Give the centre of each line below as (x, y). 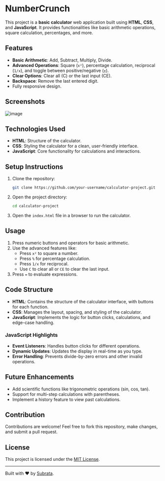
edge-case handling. (33, 322)
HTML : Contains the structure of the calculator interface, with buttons (83, 301)
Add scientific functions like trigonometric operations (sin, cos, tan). (81, 389)
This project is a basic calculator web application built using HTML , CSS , (79, 22)
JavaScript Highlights (31, 335)
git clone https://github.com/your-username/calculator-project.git (84, 188)
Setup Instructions (34, 167)
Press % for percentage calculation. (55, 258)
